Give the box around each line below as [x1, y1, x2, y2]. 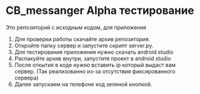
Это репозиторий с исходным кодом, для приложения [5, 24, 147, 31]
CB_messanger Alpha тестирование [5, 4, 195, 18]
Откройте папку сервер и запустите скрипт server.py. [14, 42, 154, 49]
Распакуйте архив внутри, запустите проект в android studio [14, 55, 171, 62]
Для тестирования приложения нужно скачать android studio [14, 48, 174, 55]
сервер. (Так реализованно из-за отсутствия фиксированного [14, 67, 176, 75]
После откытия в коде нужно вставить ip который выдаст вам [14, 61, 176, 69]
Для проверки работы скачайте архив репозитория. [14, 35, 150, 42]
